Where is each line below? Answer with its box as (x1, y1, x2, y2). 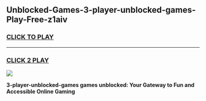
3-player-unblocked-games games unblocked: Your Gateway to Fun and (6, 81, 195, 88)
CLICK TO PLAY (6, 33, 54, 42)
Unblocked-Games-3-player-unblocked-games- (6, 5, 196, 15)
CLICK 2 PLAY (6, 56, 49, 64)
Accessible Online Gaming (6, 88, 75, 95)
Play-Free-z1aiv (6, 15, 68, 25)
